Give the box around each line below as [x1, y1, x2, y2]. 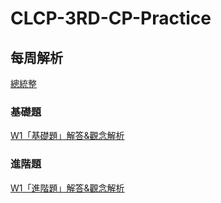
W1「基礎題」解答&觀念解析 [10, 130, 125, 142]
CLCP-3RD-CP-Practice [10, 7, 212, 30]
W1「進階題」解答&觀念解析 [10, 182, 125, 194]
